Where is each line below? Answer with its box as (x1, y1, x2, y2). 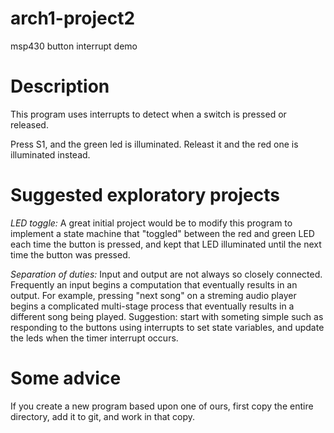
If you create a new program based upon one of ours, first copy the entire (10, 400, 314, 412)
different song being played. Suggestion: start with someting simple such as (10, 310, 324, 322)
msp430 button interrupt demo (10, 40, 138, 52)
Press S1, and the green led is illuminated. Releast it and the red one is (10, 138, 299, 150)
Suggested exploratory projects (10, 184, 280, 207)
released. (10, 118, 49, 131)
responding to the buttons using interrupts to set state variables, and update (10, 321, 325, 333)
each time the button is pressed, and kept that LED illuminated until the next (10, 238, 322, 250)
